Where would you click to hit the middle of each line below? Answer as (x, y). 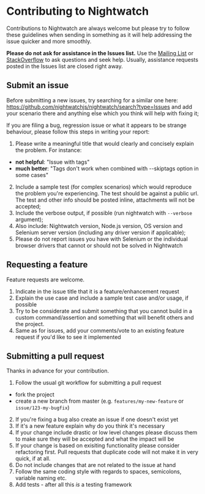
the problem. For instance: (48, 150)
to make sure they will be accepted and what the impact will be (95, 439)
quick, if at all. (33, 458)
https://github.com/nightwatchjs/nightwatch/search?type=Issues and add (99, 107)
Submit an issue (38, 85)
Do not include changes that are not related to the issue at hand (95, 465)
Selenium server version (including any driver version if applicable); (100, 232)
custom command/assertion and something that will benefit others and (104, 317)
